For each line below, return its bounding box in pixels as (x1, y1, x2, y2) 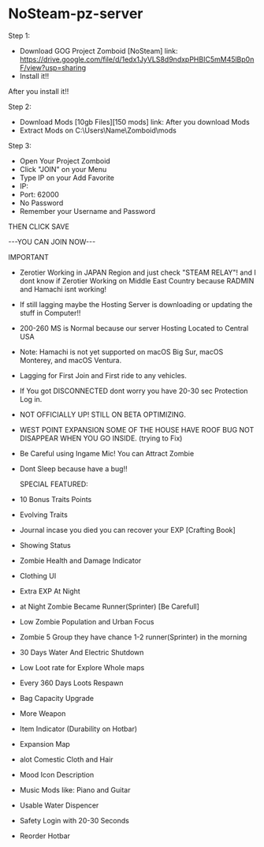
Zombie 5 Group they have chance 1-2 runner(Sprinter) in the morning (19, 632, 247, 642)
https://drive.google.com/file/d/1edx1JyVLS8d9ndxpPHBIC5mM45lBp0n (19, 54, 255, 64)
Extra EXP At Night (19, 586, 80, 596)
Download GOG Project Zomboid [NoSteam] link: (19, 46, 179, 55)
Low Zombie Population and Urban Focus (19, 617, 154, 626)
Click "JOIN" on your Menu (19, 164, 107, 174)
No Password (19, 198, 64, 208)
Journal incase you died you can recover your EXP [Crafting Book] (19, 525, 236, 534)
